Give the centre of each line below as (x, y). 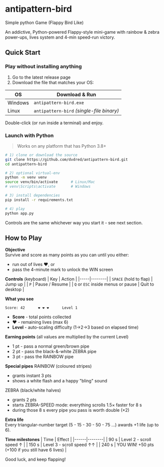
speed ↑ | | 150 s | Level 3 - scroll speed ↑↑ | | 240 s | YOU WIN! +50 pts (80, 445)
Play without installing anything (44, 67)
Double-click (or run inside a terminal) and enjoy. (54, 123)
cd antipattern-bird (26, 164)
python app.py (20, 213)
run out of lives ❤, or (34, 265)
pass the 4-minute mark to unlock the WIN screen (63, 269)
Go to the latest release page (41, 77)
